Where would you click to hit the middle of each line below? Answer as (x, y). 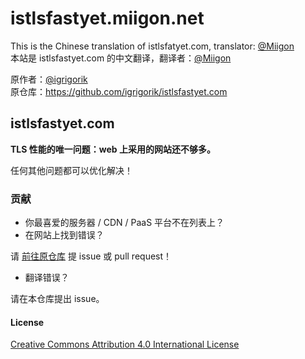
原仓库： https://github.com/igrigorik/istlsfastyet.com (119, 91)
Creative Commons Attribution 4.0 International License (125, 344)
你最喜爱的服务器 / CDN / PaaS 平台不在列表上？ (124, 223)
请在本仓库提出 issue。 (57, 299)
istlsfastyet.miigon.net (107, 18)
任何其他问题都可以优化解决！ (71, 170)
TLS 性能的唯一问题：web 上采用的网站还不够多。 (113, 149)
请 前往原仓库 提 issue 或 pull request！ (91, 256)
